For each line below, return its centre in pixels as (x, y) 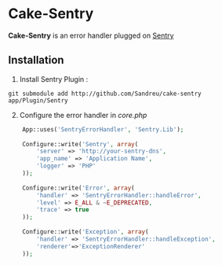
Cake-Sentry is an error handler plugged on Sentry (91, 35)
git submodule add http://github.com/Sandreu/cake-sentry (105, 94)
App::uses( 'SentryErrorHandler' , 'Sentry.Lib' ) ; (103, 129)
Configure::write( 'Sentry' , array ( (80, 144)
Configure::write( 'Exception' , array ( (86, 232)
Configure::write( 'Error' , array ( (78, 188)
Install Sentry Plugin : (54, 79)
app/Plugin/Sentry (38, 100)
